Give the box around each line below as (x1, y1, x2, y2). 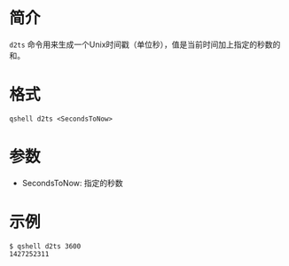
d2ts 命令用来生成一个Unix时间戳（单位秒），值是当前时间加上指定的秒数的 (9, 39, 281, 50)
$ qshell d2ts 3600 (9, 241, 82, 251)
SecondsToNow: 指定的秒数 (21, 177, 123, 188)
